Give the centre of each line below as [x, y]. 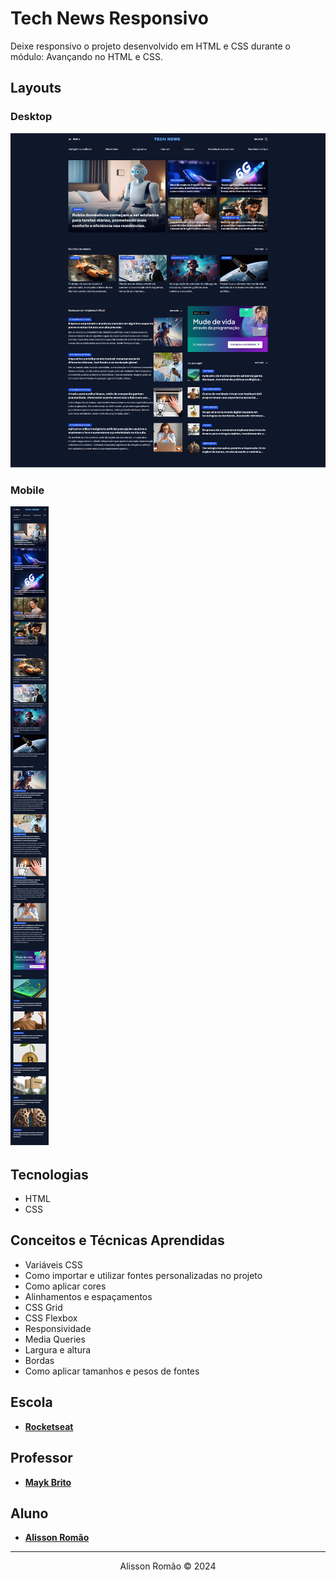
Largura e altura [58, 1349]
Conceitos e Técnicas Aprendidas [117, 1240]
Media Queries [55, 1339]
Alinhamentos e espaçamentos [88, 1296]
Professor [41, 1458]
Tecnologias [49, 1174]
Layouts [36, 88]
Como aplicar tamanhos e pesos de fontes [112, 1371]
